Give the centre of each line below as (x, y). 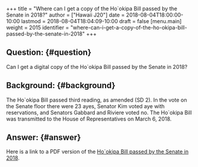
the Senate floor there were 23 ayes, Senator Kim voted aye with (86, 106)
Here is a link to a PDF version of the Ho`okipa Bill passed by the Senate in (98, 152)
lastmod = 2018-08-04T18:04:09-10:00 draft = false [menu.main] (101, 21)
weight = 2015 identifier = (38, 27)
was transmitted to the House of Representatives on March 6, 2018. (89, 119)
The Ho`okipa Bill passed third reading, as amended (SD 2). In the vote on (97, 100)
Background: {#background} (61, 86)
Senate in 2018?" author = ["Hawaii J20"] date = (66, 15)
